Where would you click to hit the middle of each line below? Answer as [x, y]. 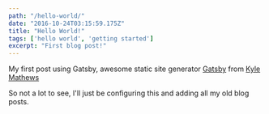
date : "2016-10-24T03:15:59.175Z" [67, 23]
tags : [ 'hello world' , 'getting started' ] [81, 38]
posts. [19, 102]
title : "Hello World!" [47, 31]
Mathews [24, 78]
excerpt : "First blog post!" [58, 46]
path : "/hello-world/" [47, 16]
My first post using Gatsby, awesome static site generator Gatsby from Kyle [134, 69]
